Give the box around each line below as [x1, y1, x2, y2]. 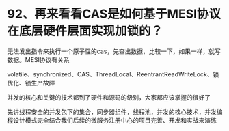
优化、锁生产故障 [7, 78, 55, 87]
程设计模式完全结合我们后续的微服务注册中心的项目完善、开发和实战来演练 [7, 116, 217, 124]
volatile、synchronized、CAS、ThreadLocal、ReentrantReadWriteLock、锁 [7, 70, 219, 78]
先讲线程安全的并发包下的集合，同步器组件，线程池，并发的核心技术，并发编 [7, 107, 223, 116]
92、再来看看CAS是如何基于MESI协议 [7, 6, 221, 22]
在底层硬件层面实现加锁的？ [7, 23, 163, 39]
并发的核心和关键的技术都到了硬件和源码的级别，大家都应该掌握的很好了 [7, 93, 211, 101]
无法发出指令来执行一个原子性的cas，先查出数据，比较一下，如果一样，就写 [7, 47, 221, 55]
